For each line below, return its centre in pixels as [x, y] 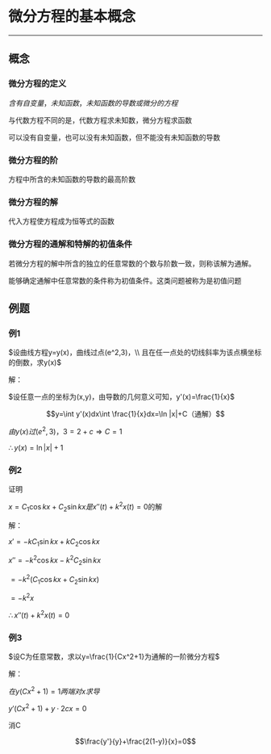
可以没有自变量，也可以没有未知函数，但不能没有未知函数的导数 [114, 137]
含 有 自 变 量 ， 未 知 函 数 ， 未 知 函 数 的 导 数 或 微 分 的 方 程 [93, 103]
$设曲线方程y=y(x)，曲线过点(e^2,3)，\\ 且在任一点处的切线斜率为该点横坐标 [135, 353]
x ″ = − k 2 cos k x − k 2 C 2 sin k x [55, 560]
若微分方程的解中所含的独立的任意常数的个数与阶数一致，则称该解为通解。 [132, 263]
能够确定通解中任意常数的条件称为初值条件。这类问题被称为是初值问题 [125, 280]
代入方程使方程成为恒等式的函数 [61, 221]
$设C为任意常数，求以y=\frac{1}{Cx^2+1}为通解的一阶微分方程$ [114, 656]
